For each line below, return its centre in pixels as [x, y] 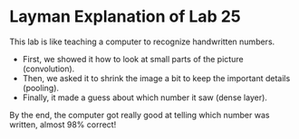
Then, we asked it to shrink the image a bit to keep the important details [156, 78]
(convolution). [48, 69]
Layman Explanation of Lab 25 [125, 17]
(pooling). [41, 88]
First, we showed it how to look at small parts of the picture [133, 59]
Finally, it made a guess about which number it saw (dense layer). [145, 97]
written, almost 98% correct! [63, 125]
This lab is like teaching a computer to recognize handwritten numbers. [142, 42]
